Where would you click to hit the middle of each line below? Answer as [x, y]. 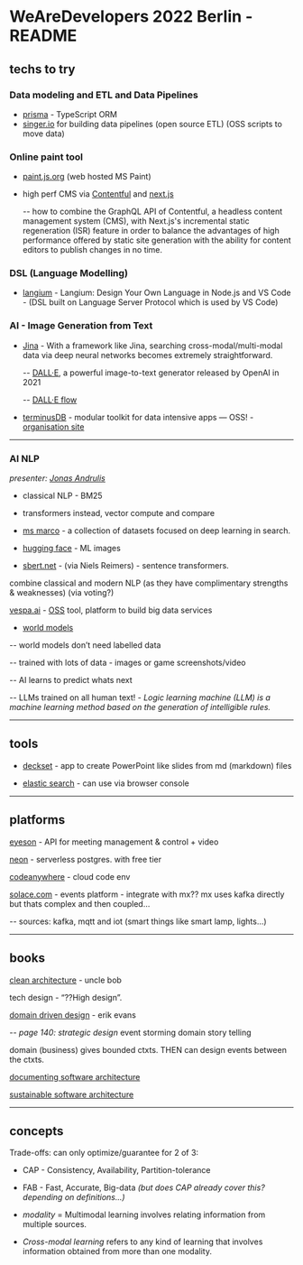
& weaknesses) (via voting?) [62, 593]
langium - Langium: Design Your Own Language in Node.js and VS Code [156, 293]
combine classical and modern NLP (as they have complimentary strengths [149, 583]
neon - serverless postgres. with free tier [86, 859]
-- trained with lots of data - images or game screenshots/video [128, 663]
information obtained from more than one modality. [117, 1251]
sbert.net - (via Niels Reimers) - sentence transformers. [126, 566]
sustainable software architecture [72, 1094]
